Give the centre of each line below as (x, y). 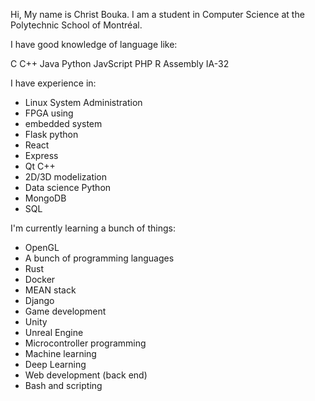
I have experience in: (53, 83)
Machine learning (60, 353)
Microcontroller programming (85, 343)
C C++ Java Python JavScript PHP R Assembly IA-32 (120, 63)
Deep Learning (55, 364)
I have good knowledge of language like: (94, 44)
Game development (65, 311)
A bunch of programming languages (99, 258)
